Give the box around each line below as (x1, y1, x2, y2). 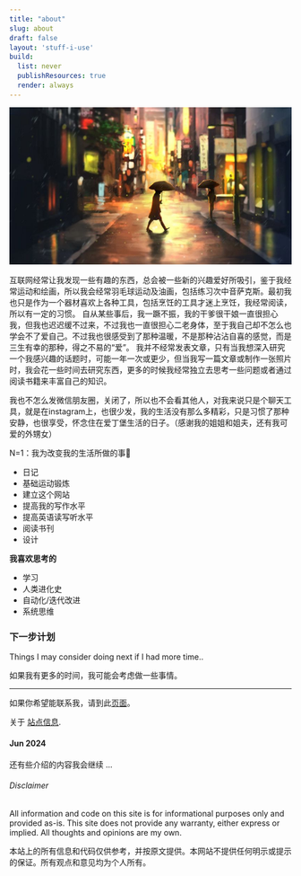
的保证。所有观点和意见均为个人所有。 (9, 856, 150, 867)
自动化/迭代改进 (21, 595, 81, 606)
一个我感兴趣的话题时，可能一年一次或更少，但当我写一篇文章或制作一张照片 (9, 353, 292, 364)
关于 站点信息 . (9, 717, 61, 728)
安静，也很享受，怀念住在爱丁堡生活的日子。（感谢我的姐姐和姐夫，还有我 (9, 418, 280, 429)
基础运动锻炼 (21, 478, 70, 489)
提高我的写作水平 (21, 500, 86, 511)
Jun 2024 (9, 738, 47, 748)
